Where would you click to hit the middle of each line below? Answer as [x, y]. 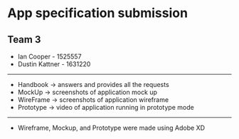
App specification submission [98, 13]
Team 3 [24, 40]
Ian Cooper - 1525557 [49, 56]
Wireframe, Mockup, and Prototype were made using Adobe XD [111, 128]
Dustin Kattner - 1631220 [54, 64]
